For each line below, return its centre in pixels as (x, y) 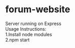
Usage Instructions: (26, 29)
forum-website (38, 9)
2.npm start (17, 40)
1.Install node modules (29, 34)
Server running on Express (33, 23)
